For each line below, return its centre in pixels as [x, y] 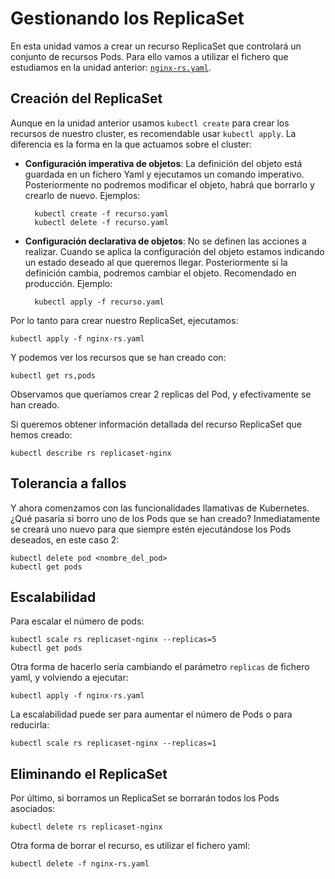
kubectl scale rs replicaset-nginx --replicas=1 [113, 743]
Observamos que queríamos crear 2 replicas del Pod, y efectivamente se [161, 394]
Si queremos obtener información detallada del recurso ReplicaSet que [156, 424]
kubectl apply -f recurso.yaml [99, 302]
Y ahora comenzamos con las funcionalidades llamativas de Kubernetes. [160, 508]
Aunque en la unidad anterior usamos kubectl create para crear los [150, 123]
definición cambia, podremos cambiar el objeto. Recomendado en [160, 273]
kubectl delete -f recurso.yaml [101, 222]
